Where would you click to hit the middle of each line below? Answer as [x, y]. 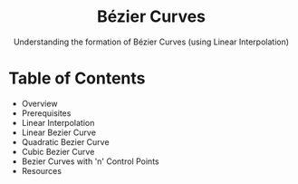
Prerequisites [46, 113]
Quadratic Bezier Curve [65, 141]
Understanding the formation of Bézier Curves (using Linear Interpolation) [151, 42]
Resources [42, 170]
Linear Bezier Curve [59, 132]
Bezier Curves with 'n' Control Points [90, 161]
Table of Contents [77, 78]
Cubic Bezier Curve [58, 151]
